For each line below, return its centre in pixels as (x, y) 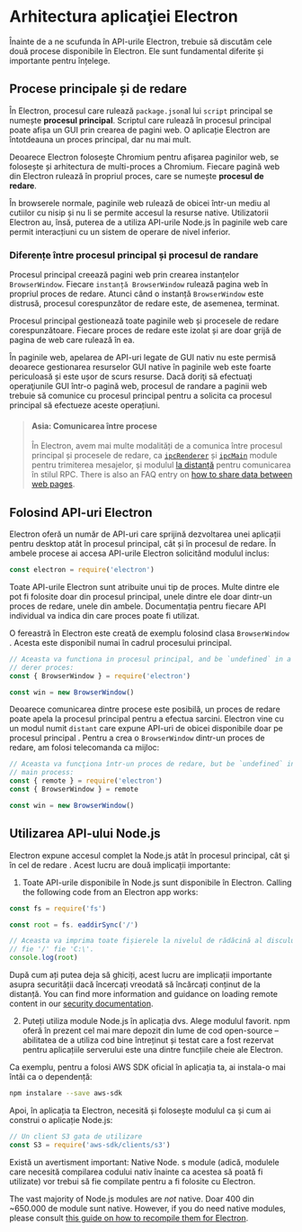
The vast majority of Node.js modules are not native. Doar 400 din (132, 1199)
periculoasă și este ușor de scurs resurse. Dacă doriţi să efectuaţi (131, 376)
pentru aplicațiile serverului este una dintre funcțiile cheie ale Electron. (152, 1050)
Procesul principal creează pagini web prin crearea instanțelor (124, 275)
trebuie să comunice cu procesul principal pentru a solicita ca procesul (141, 396)
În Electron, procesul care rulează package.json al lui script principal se (141, 111)
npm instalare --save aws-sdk (66, 1093)
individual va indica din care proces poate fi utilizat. (105, 615)
